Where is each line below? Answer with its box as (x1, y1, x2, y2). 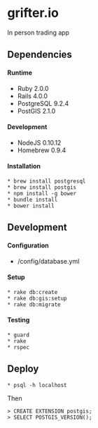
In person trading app (7, 28, 70, 37)
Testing (7, 316, 30, 324)
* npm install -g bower (7, 190, 77, 197)
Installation (7, 162, 41, 171)
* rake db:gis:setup (7, 295, 68, 302)
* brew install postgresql (7, 178, 86, 185)
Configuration (7, 241, 49, 250)
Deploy (7, 363, 39, 375)
